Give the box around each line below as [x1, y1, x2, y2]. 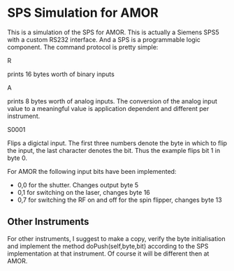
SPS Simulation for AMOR [7, 5, 159, 21]
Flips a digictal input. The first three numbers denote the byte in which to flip [7, 138, 228, 147]
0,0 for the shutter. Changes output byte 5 [17, 180, 139, 189]
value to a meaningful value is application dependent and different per [7, 104, 210, 112]
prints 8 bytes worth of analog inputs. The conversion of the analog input [7, 96, 218, 105]
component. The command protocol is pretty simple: [7, 43, 159, 51]
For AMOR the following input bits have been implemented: [7, 167, 177, 175]
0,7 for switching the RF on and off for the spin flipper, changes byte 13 [17, 196, 222, 204]
